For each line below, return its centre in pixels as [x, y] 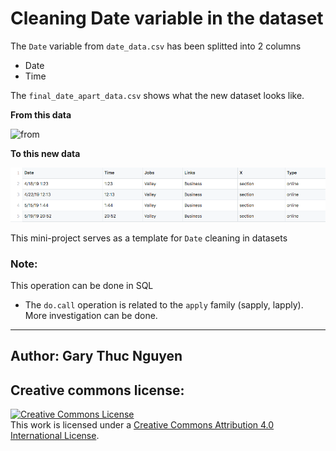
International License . [55, 436]
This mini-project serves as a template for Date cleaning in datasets [149, 238]
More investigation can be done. [91, 315]
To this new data [45, 153]
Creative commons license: [97, 390]
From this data [41, 114]
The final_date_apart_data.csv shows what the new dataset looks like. [157, 95]
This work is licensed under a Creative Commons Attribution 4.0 [142, 425]
